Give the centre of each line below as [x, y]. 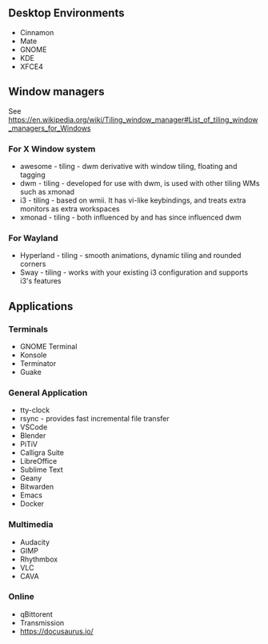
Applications [41, 306]
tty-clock [35, 410]
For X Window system [52, 149]
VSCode [34, 427]
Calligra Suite [42, 453]
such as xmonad [47, 191]
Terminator [38, 363]
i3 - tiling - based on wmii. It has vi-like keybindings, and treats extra [133, 200]
